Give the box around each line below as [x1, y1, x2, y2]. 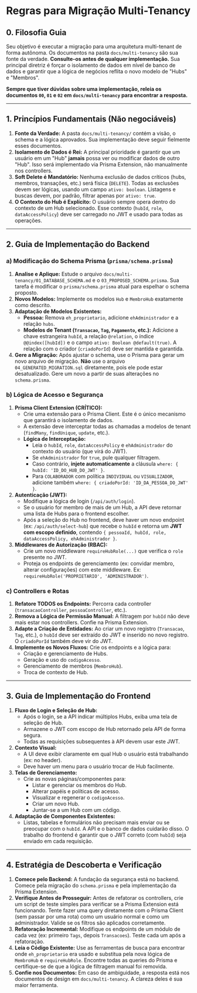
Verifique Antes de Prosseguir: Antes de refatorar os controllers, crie [14, 894, 184, 901]
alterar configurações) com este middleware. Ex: [23, 566, 141, 573]
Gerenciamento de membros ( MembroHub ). [23, 662, 123, 669]
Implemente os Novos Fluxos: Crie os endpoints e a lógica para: [14, 644, 171, 651]
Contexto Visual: [14, 744, 57, 751]
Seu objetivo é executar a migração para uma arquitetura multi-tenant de [6, 43, 182, 50]
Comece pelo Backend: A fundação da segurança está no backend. [14, 875, 180, 883]
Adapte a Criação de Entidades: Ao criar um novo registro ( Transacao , [14, 625, 185, 632]
